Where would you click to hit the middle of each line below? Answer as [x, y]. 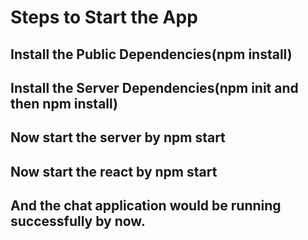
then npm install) [64, 103]
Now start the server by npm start [118, 137]
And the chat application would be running [146, 206]
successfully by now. [78, 221]
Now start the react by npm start [114, 171]
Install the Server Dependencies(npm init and [154, 87]
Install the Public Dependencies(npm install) [151, 54]
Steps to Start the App [104, 17]
